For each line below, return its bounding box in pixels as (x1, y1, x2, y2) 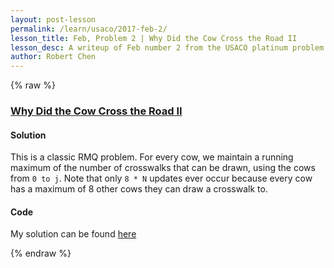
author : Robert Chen (10, 52, 97, 62)
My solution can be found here (10, 228, 137, 240)
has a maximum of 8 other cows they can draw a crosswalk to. (10, 183, 268, 195)
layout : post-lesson (10, 14, 97, 25)
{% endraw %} (10, 247, 72, 260)
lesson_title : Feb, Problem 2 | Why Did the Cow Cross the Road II (10, 33, 298, 43)
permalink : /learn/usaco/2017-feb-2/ (10, 24, 168, 34)
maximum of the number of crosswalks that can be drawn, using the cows (10, 162, 316, 174)
